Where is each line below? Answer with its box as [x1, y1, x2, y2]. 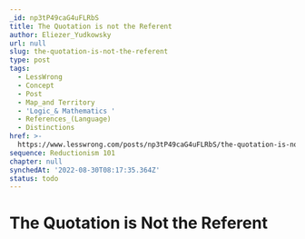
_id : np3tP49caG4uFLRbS [9, 13, 100, 23]
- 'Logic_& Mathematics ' [17, 106, 116, 115]
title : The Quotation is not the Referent [9, 22, 172, 31]
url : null [9, 38, 47, 48]
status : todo [9, 174, 59, 183]
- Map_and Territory [17, 97, 95, 107]
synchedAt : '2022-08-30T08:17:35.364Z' [9, 165, 161, 174]
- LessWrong [17, 73, 64, 82]
